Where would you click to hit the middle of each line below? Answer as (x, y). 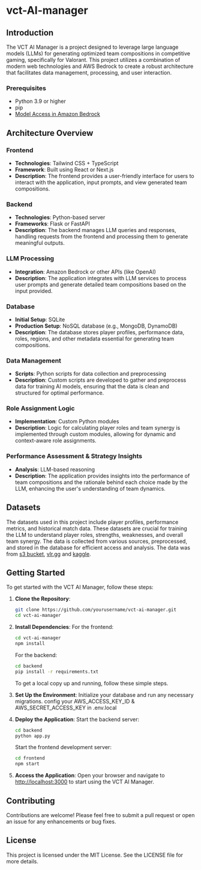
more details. (22, 861)
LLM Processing (30, 259)
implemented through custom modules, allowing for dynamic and (95, 434)
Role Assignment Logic (40, 408)
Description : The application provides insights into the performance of (102, 476)
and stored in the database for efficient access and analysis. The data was (98, 547)
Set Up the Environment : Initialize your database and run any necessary (104, 694)
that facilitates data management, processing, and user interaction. (89, 72)
